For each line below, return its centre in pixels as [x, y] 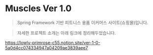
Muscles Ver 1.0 [38, 9]
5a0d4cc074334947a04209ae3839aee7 [47, 48]
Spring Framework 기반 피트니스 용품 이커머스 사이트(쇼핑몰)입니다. [83, 22]
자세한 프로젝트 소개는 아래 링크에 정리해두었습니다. [66, 33]
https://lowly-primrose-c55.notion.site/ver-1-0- [53, 42]
